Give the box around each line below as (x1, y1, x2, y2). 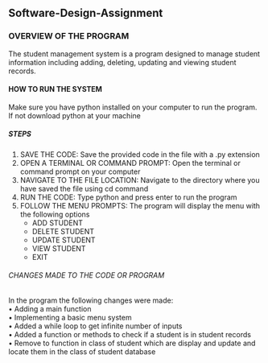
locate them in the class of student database (8, 347, 156, 357)
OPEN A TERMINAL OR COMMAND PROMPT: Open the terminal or (19, 158, 241, 167)
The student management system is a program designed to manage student (8, 48, 260, 59)
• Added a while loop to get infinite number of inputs (8, 321, 183, 331)
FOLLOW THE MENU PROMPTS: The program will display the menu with (19, 200, 260, 210)
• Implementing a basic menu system (8, 313, 132, 323)
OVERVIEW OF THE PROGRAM (8, 31, 130, 42)
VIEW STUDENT (31, 243, 86, 253)
